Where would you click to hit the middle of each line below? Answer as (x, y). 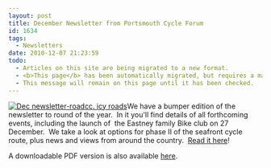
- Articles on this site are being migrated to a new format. (122, 68)
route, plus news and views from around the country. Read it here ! (119, 140)
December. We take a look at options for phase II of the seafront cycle (126, 131)
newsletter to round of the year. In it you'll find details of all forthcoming (128, 114)
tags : (17, 38)
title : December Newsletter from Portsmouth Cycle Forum (106, 23)
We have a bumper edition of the (181, 106)
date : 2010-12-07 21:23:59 (54, 53)
